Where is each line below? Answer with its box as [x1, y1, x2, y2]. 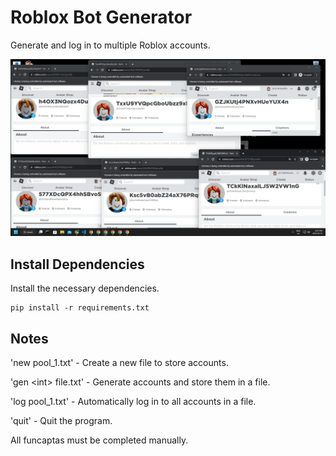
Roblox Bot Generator [10, 6, 193, 29]
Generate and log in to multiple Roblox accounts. [10, 39, 211, 51]
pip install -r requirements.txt [10, 303, 150, 313]
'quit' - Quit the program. [10, 415, 113, 427]
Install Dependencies [10, 256, 145, 273]
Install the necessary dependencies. [10, 282, 160, 295]
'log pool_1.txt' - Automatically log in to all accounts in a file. [10, 396, 257, 408]
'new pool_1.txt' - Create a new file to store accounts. [10, 357, 229, 369]
